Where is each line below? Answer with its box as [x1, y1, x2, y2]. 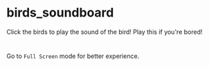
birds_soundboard [6, 5, 114, 21]
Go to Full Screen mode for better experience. [6, 52, 140, 60]
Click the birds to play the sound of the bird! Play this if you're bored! [6, 28, 203, 36]
